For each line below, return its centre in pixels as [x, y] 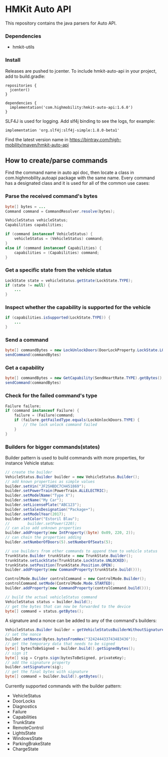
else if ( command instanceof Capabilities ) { [53, 248]
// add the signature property [38, 662]
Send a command [27, 340]
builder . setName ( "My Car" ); [34, 500]
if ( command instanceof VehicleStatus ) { [49, 234]
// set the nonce [23, 635]
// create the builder [29, 472]
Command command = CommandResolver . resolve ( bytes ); [60, 211]
